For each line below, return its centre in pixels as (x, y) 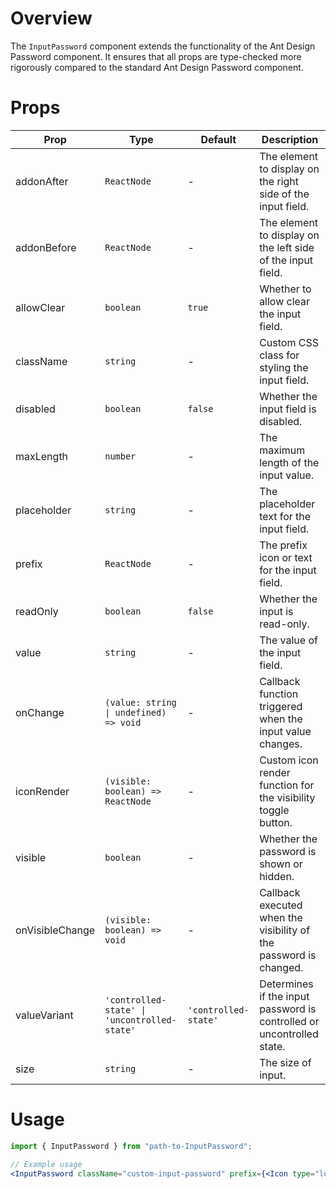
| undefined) (135, 712)
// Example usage (46, 1164)
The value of (288, 640)
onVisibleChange (55, 930)
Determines (286, 984)
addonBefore (46, 247)
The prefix (283, 545)
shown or (281, 864)
